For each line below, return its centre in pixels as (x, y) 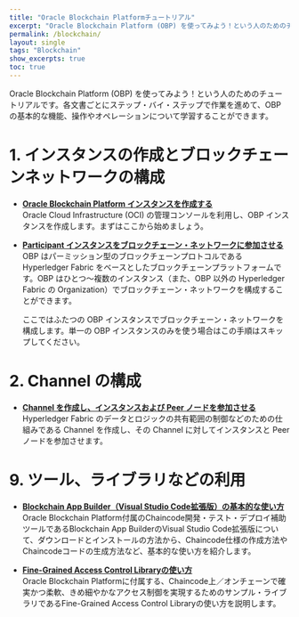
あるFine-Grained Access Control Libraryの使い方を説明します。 (163, 603)
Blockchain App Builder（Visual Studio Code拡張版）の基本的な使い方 (153, 506)
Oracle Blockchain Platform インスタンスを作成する (117, 203)
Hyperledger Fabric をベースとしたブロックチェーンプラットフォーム (148, 267)
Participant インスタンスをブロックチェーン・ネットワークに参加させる (153, 245)
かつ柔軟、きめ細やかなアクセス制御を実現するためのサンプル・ (147, 592)
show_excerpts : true (48, 59)
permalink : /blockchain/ (55, 34)
